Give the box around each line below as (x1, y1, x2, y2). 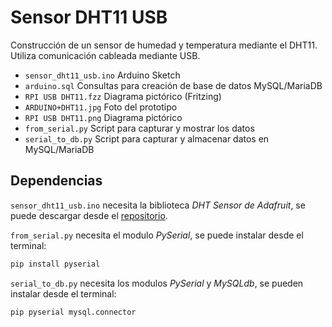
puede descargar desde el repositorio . (10, 209, 168, 221)
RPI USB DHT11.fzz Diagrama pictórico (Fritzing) (24, 90, 222, 102)
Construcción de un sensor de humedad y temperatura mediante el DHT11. (10, 39, 318, 51)
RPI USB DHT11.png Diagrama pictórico (24, 111, 183, 123)
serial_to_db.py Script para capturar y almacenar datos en (24, 132, 270, 145)
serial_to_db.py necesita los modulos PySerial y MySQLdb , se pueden (10, 277, 304, 289)
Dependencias (10, 172, 103, 190)
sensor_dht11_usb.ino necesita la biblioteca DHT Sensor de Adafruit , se (10, 199, 306, 211)
